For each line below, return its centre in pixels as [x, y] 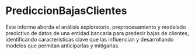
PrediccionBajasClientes [66, 11]
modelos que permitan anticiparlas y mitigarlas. [63, 46]
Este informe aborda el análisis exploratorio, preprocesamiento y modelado [96, 27]
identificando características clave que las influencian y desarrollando [90, 39]
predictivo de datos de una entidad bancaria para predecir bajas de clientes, [97, 33]
